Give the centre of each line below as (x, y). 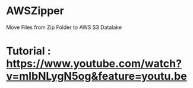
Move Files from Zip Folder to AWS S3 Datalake (64, 27)
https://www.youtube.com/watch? (94, 64)
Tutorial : (29, 51)
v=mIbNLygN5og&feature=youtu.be (96, 76)
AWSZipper (35, 11)
